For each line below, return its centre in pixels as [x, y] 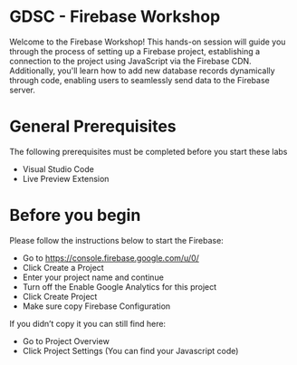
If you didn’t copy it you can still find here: [87, 323]
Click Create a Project [63, 267]
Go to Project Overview [66, 341]
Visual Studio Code [58, 168]
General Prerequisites [93, 126]
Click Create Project [60, 296]
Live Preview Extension [66, 178]
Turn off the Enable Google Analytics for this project [120, 286]
